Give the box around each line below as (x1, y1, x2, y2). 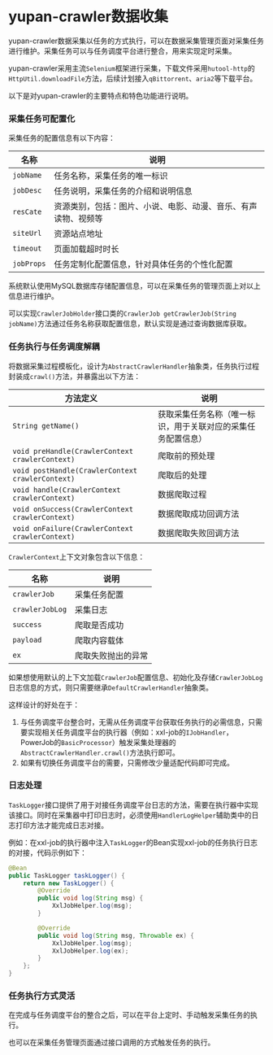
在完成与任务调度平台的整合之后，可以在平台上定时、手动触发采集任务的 (8, 1010, 250, 1020)
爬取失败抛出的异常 (74, 650, 149, 661)
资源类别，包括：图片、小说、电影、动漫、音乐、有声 (54, 201, 258, 212)
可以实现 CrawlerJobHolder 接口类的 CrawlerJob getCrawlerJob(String (8, 308, 237, 318)
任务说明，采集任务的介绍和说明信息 (54, 185, 193, 197)
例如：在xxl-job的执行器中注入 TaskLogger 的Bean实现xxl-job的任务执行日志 (8, 837, 258, 847)
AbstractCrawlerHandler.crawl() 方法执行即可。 (19, 748, 180, 757)
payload (12, 635, 42, 644)
